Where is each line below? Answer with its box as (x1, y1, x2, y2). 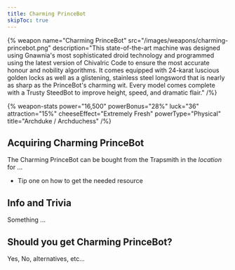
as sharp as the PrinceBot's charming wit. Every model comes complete (7, 81, 215, 89)
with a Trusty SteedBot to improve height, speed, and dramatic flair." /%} (7, 88, 217, 97)
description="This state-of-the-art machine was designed (52, 43, 221, 52)
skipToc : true (7, 17, 49, 24)
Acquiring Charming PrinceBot (7, 137, 145, 149)
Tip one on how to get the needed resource (17, 177, 144, 185)
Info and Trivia (7, 197, 72, 209)
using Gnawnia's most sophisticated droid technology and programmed (7, 50, 215, 60)
